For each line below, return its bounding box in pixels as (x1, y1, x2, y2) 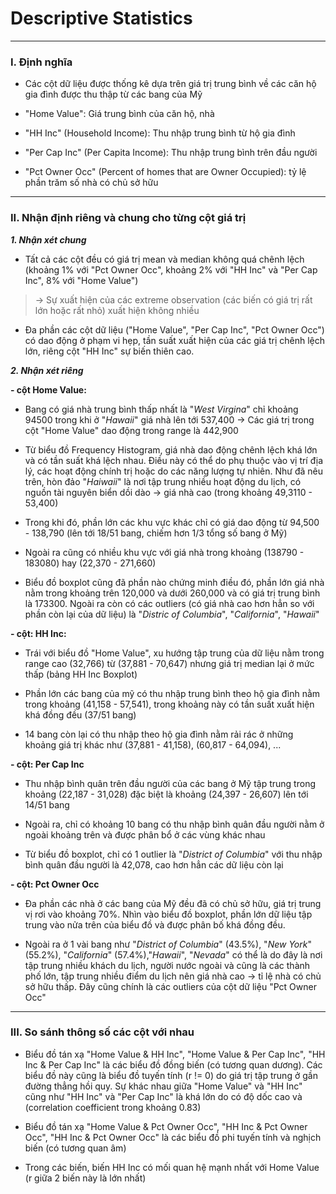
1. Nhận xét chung (10, 233, 87, 246)
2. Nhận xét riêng (10, 364, 84, 376)
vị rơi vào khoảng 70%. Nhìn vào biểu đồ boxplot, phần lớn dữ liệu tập (24, 908, 313, 920)
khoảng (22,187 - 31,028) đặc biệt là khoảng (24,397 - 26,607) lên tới (24, 788, 309, 800)
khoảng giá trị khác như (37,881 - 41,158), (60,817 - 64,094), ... (24, 738, 282, 751)
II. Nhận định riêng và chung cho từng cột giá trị (10, 211, 247, 225)
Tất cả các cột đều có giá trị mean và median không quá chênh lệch (24, 253, 305, 265)
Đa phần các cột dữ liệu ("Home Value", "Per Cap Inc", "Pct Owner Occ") (24, 323, 325, 336)
